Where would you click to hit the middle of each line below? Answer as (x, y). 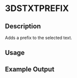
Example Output (30, 69)
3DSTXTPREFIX (37, 8)
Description (23, 26)
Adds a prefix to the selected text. (38, 38)
